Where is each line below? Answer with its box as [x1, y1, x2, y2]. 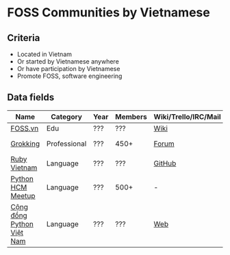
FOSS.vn [10, 123, 39, 133]
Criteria [7, 32, 40, 44]
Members [115, 111, 147, 121]
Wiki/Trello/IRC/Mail [153, 111, 221, 121]
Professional [47, 139, 87, 148]
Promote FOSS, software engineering [16, 72, 123, 80]
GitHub [153, 159, 177, 168]
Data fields [7, 92, 55, 103]
